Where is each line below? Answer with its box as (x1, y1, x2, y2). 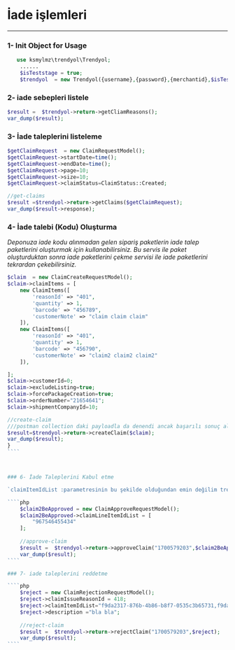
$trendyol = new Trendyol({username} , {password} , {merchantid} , (20, 76, 211, 83)
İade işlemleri (7, 7, 87, 23)
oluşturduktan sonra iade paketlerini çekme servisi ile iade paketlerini (7, 253, 208, 262)
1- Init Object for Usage (7, 41, 87, 50)
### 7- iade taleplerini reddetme (7, 570, 108, 577)
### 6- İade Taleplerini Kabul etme (7, 474, 114, 481)
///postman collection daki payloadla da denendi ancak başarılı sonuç (7, 423, 220, 430)
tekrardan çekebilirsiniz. (7, 260, 77, 269)
